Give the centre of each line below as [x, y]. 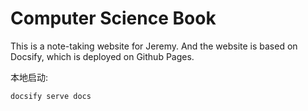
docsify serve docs [51, 96]
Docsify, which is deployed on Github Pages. [102, 56]
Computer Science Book [113, 18]
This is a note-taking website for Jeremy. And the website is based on [154, 46]
